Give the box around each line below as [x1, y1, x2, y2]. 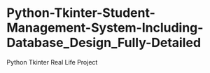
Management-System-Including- [6, 20, 204, 36]
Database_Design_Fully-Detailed [6, 35, 201, 51]
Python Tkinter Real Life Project [6, 58, 98, 66]
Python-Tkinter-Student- [6, 5, 155, 21]
